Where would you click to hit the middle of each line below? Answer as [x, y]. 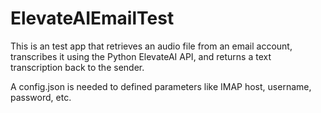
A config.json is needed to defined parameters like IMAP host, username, [161, 86]
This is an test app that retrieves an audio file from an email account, [151, 46]
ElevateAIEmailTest [92, 18]
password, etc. [41, 97]
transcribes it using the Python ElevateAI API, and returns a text [141, 56]
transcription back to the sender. [77, 67]
